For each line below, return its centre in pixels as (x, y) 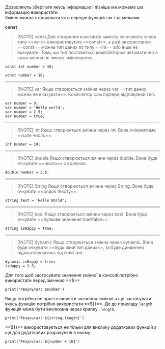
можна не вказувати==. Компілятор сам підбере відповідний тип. (86, 94)
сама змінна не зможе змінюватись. (55, 58)
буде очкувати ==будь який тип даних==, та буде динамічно (81, 247)
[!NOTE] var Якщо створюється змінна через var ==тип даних (82, 89)
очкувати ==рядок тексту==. (47, 191)
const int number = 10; (29, 67)
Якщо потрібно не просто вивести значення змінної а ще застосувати (78, 298)
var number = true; (25, 116)
